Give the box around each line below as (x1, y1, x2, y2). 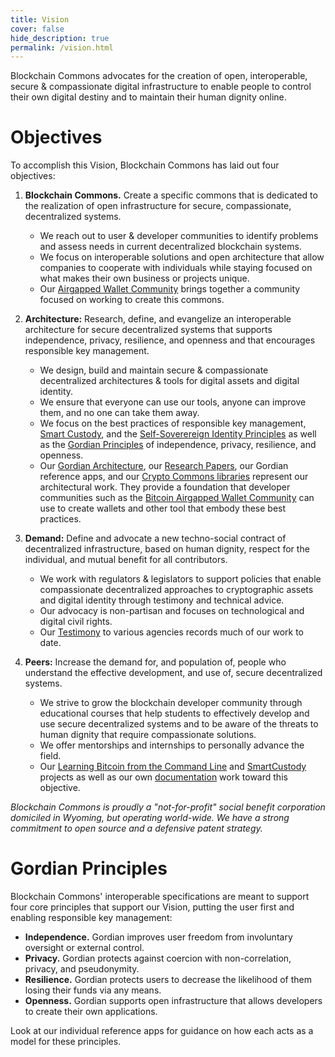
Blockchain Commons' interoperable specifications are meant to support (10, 891, 310, 903)
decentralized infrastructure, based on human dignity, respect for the (24, 543, 310, 555)
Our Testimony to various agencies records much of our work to (39, 626, 305, 638)
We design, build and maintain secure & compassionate (39, 364, 269, 376)
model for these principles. (10, 1036, 122, 1048)
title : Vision (10, 14, 70, 25)
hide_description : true (10, 33, 110, 43)
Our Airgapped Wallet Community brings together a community (39, 283, 301, 295)
